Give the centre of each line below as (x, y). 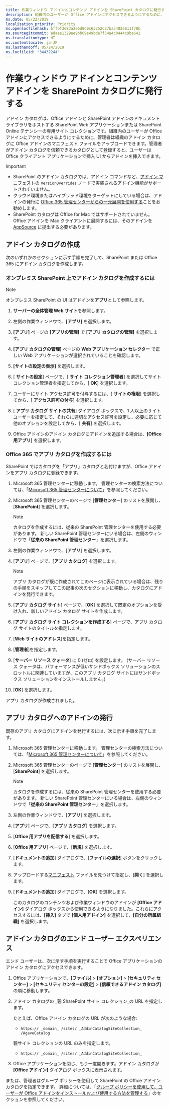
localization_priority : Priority (41, 24)
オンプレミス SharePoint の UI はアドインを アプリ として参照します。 (76, 300)
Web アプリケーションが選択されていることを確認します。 (83, 355)
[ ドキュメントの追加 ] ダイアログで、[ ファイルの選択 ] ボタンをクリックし (88, 858)
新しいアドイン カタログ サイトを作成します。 (78, 611)
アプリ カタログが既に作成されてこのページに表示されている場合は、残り (88, 581)
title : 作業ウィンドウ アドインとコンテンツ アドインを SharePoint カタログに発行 (83, 10)
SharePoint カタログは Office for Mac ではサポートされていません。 (82, 214)
